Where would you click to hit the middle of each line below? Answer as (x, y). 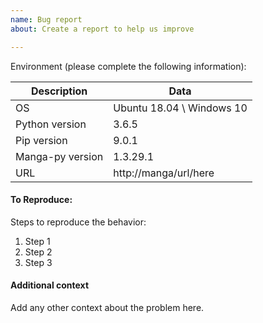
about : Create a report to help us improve (102, 29)
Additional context (50, 285)
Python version (51, 124)
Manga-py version (59, 156)
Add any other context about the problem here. (107, 307)
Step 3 (38, 262)
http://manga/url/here (164, 173)
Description (59, 91)
